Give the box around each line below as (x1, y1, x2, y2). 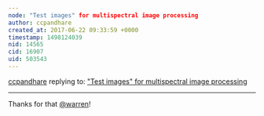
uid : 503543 (8, 56, 47, 63)
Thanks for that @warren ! (8, 99, 91, 108)
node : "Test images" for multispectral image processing (8, 11, 199, 20)
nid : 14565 (8, 41, 44, 49)
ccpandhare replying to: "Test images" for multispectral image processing (8, 76, 247, 86)
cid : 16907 (8, 48, 44, 56)
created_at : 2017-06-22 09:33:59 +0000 (8, 26, 139, 34)
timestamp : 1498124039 (8, 33, 82, 42)
